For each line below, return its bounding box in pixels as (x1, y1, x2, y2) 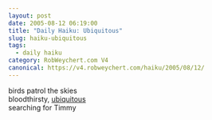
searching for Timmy (8, 102, 77, 112)
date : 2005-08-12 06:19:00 (8, 19, 98, 27)
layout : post (8, 11, 52, 20)
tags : (8, 42, 26, 50)
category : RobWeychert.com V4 (8, 57, 109, 65)
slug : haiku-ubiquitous (8, 34, 88, 42)
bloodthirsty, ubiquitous (8, 94, 86, 104)
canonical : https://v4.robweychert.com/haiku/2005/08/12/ (8, 64, 205, 72)
